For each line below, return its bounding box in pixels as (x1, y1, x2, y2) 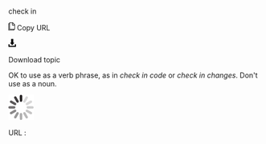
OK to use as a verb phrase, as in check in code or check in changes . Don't (8, 70, 259, 80)
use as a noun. (8, 79, 58, 89)
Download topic (8, 55, 61, 65)
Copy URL (16, 23, 51, 33)
